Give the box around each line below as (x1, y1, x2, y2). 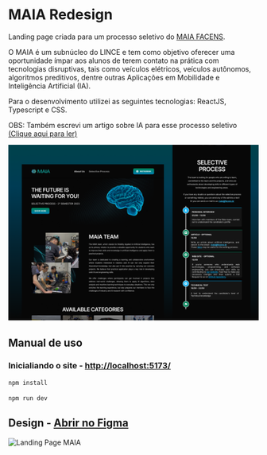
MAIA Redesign (8, 6, 113, 24)
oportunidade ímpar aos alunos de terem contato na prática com (8, 56, 219, 65)
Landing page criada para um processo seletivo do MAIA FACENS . (8, 32, 226, 41)
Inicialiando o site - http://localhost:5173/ (8, 360, 171, 371)
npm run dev (8, 394, 48, 402)
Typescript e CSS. (8, 105, 68, 115)
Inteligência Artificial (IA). (8, 81, 91, 91)
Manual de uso (8, 336, 83, 349)
